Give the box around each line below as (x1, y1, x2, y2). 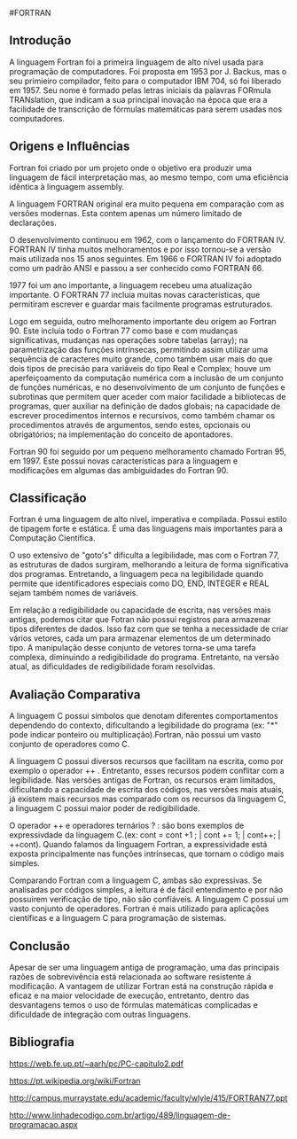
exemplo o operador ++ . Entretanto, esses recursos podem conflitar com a (9, 766, 285, 776)
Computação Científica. (9, 533, 96, 543)
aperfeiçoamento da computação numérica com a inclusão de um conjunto (9, 372, 284, 383)
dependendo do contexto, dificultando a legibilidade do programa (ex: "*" (9, 720, 278, 730)
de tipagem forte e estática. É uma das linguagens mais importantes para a (9, 523, 284, 534)
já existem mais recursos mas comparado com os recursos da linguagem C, (9, 793, 286, 805)
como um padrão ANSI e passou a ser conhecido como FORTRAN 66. (9, 262, 264, 273)
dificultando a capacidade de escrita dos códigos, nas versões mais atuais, (9, 784, 285, 795)
